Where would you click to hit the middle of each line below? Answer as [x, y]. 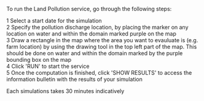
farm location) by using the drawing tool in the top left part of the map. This [102, 47]
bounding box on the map [39, 60]
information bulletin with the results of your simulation [75, 79]
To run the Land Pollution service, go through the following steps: [89, 9]
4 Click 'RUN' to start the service [48, 66]
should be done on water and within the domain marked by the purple [95, 53]
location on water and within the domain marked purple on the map [92, 34]
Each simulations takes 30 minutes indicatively [65, 91]
